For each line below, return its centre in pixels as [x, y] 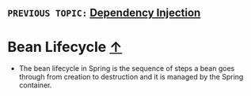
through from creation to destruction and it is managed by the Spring [131, 77]
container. [35, 85]
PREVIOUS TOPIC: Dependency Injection [104, 13]
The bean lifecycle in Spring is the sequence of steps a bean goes [127, 68]
